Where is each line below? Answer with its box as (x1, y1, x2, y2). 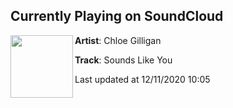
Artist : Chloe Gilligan (74, 34, 162, 46)
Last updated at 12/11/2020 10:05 (74, 73, 211, 85)
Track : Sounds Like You (74, 54, 173, 66)
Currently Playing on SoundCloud (10, 8, 224, 25)
